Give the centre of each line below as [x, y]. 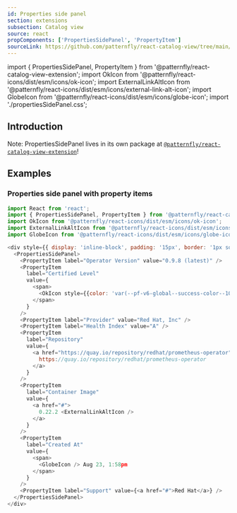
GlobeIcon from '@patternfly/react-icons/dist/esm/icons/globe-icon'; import [118, 97]
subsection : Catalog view [45, 27]
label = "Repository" [54, 340]
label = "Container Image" [62, 392]
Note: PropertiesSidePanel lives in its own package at [85, 144]
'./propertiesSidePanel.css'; [47, 104]
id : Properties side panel [47, 14]
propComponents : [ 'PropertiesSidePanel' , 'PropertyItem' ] [94, 40]
